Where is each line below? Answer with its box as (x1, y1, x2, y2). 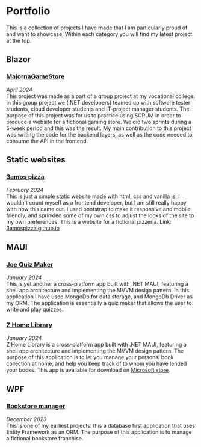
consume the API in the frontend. (6, 137, 88, 144)
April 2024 (6, 86, 33, 93)
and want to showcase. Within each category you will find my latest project (6, 30, 193, 37)
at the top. (6, 37, 32, 44)
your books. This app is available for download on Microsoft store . (6, 366, 170, 374)
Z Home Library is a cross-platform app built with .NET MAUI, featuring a (6, 341, 187, 348)
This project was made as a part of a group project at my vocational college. (6, 92, 196, 100)
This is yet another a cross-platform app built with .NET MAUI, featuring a (6, 280, 188, 287)
